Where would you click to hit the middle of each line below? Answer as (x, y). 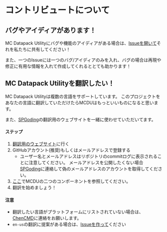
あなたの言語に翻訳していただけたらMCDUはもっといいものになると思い (80, 102)
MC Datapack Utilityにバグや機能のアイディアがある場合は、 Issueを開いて (81, 43)
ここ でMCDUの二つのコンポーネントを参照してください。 (72, 181)
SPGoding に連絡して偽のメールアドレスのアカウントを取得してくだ (89, 169)
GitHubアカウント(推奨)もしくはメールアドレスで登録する (71, 150)
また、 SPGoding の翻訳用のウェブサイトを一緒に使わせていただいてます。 (81, 119)
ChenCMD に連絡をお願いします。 (47, 218)
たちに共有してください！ (44, 49)
